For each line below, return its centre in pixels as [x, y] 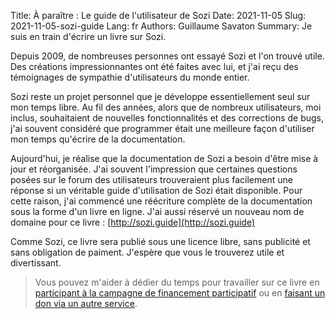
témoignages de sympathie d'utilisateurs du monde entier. [130, 77]
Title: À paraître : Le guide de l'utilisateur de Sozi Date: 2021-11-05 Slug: [158, 15]
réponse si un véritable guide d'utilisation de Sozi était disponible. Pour [156, 190]
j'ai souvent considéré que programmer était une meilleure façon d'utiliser [162, 128]
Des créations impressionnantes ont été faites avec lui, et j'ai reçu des [154, 66]
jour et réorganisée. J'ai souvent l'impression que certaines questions [154, 169]
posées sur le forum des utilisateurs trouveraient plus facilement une [151, 179]
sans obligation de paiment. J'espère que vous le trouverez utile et [147, 252]
